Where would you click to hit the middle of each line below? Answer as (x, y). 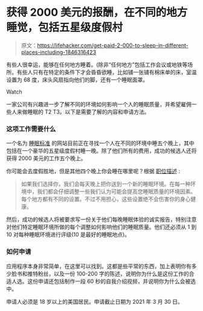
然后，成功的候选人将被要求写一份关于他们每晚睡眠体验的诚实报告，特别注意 (101, 220)
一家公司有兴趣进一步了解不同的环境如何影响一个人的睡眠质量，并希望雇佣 (99, 104)
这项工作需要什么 (31, 129)
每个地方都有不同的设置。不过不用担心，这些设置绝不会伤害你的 (100, 199)
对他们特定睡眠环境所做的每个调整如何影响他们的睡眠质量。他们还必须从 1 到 (101, 227)
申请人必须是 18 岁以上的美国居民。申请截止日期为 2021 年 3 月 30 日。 (95, 301)
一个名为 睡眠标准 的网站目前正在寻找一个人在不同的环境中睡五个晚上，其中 (100, 143)
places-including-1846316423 (59, 52)
